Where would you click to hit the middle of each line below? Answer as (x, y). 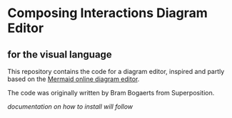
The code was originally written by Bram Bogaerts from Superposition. (111, 93)
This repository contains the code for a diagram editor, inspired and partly (116, 71)
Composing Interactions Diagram (108, 13)
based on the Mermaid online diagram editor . (74, 79)
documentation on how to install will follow (70, 107)
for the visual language (60, 54)
